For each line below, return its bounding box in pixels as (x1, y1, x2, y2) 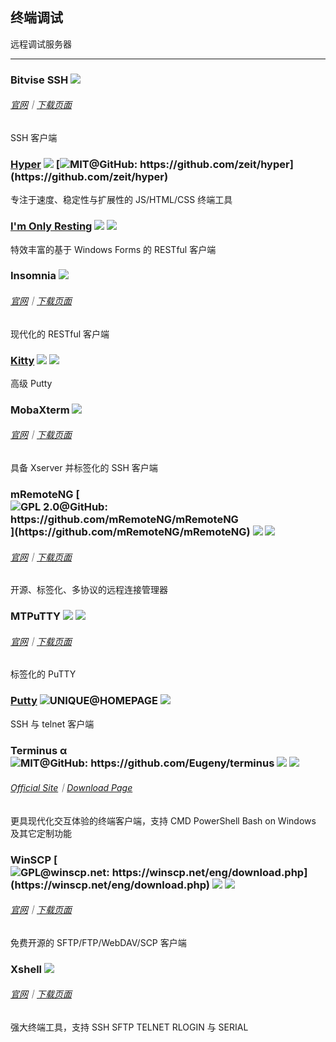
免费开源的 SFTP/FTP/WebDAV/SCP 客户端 (10, 936, 187, 948)
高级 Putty (10, 377, 53, 389)
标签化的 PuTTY (10, 668, 77, 680)
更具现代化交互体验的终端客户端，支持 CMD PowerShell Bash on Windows (10, 814, 317, 827)
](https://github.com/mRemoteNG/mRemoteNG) (10, 525, 251, 538)
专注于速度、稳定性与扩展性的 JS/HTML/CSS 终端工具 (10, 194, 233, 206)
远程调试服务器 (10, 38, 72, 50)
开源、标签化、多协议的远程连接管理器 (10, 584, 168, 596)
